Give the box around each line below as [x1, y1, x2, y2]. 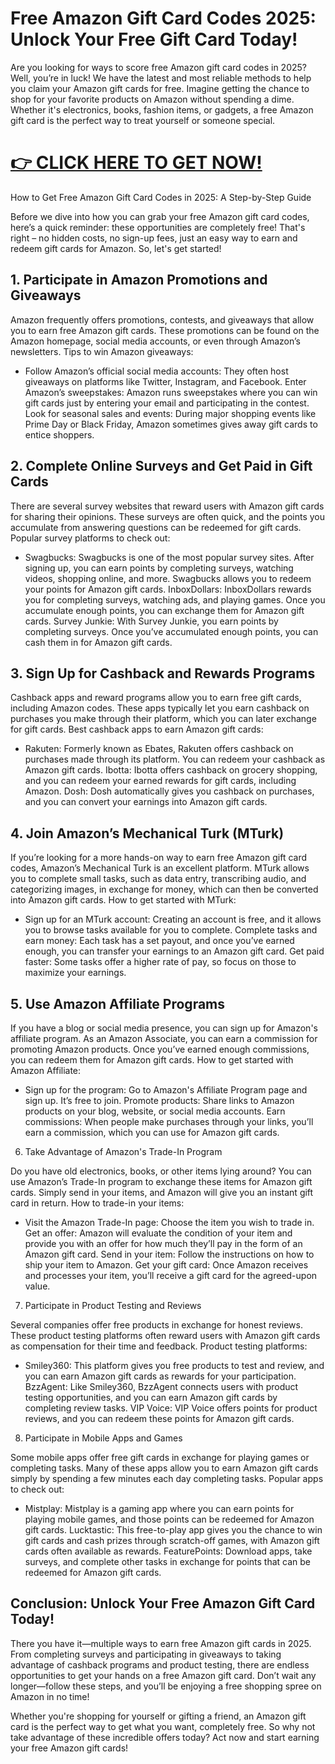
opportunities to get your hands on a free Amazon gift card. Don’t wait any [10, 1669, 317, 1681]
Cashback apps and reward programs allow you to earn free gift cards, [10, 692, 302, 704]
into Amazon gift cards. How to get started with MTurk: [10, 894, 237, 906]
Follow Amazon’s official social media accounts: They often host [24, 365, 289, 377]
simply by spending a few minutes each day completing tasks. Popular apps [10, 1472, 324, 1484]
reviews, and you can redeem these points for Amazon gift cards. [24, 1412, 295, 1424]
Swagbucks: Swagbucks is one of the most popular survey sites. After [24, 551, 315, 563]
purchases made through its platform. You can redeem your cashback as [24, 753, 326, 766]
